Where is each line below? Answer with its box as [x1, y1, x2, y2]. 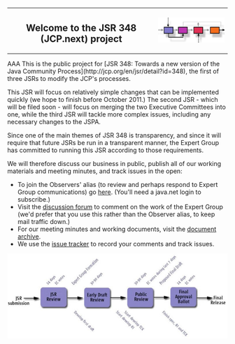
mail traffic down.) [17, 217, 71, 225]
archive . [17, 232, 41, 241]
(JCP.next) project [40, 33, 122, 45]
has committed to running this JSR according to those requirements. [7, 146, 204, 154]
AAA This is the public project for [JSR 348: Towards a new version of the [7, 59, 220, 68]
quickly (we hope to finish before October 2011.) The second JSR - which [7, 95, 218, 103]
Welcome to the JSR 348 [25, 22, 137, 33]
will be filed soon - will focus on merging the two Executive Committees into [7, 103, 226, 111]
